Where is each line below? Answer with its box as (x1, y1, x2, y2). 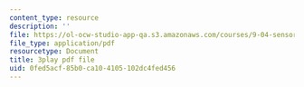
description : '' (9, 22, 71, 31)
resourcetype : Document (9, 47, 100, 56)
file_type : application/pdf (9, 38, 116, 48)
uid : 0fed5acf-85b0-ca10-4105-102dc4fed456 (9, 64, 176, 73)
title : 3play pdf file (9, 55, 95, 64)
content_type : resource (9, 13, 100, 23)
